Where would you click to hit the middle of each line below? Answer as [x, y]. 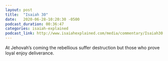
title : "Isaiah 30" [27, 15]
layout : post [19, 10]
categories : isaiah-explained [37, 29]
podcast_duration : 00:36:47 [35, 24]
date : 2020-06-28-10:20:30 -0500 [43, 19]
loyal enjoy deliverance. [30, 53]
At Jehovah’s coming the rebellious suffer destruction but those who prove [82, 48]
